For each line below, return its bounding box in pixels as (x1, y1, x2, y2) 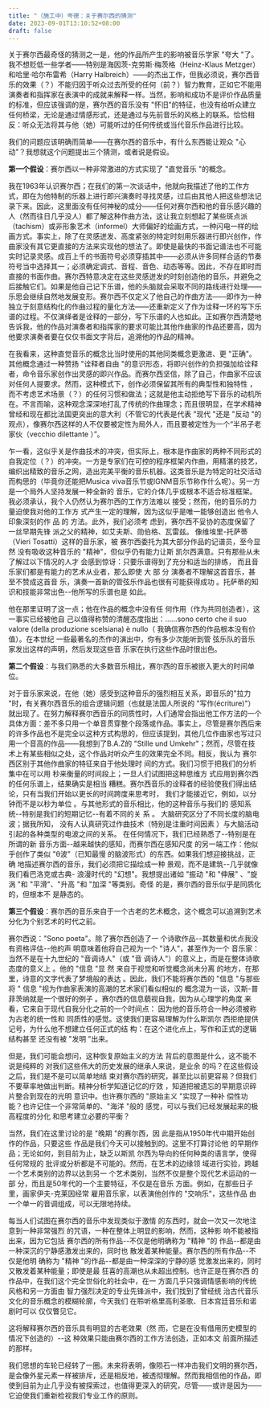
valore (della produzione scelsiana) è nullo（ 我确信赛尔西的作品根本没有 (8, 624, 249, 634)
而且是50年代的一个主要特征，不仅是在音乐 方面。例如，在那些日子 (31, 1179, 254, 1189)
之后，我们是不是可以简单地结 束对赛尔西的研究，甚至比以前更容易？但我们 (8, 1071, 257, 1081)
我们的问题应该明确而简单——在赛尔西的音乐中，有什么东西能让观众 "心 (8, 137, 247, 147)
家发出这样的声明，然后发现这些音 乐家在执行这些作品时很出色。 (8, 645, 222, 654)
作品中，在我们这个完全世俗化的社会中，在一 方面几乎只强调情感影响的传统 (8, 1276, 257, 1286)
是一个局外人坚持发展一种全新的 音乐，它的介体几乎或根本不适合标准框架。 (8, 487, 257, 497)
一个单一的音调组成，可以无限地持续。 (8, 1199, 135, 1209)
